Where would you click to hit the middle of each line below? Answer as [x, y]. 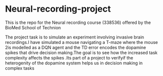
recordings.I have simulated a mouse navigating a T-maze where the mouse [81, 42]
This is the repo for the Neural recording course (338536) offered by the [78, 22]
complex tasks [20, 68]
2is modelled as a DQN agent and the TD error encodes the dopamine [76, 47]
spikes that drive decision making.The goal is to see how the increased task [81, 53]
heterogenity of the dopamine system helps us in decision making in [74, 63]
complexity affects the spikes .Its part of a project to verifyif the [69, 57]
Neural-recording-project [58, 9]
